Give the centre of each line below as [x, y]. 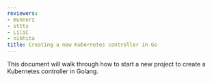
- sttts [18, 26]
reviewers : [23, 13]
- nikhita [21, 39]
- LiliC [18, 32]
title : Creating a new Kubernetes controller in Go [82, 45]
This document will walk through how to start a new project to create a [107, 64]
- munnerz [21, 20]
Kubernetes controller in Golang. [53, 71]
